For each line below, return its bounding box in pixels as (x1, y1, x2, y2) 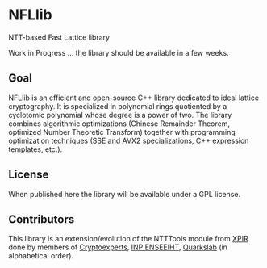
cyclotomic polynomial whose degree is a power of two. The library (8, 110, 232, 119)
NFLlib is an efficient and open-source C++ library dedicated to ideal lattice (8, 93, 260, 103)
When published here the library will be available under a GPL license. (8, 189, 240, 199)
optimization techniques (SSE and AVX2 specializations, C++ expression (8, 136, 249, 145)
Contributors (8, 212, 75, 226)
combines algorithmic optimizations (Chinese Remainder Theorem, (8, 119, 230, 128)
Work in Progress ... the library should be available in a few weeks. (8, 48, 229, 57)
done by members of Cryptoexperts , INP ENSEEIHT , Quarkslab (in (8, 242, 228, 252)
